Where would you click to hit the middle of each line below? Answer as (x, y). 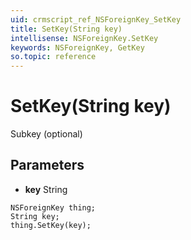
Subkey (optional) (46, 134)
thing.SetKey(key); (51, 225)
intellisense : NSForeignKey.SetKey (84, 38)
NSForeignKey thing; (53, 207)
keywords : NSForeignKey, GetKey (77, 47)
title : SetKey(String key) (66, 29)
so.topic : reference (53, 57)
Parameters (47, 165)
